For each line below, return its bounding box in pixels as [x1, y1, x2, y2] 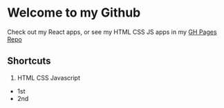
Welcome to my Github [7, 5, 141, 21]
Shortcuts [7, 55, 51, 67]
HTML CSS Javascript [17, 73, 81, 82]
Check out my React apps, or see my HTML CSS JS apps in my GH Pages [7, 28, 217, 36]
